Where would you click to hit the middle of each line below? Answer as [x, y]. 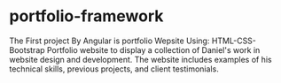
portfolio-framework [86, 16]
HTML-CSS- [234, 41]
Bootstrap [27, 49]
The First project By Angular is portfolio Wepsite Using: [109, 41]
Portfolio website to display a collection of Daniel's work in [154, 49]
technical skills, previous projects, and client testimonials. [114, 69]
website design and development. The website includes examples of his [140, 59]
